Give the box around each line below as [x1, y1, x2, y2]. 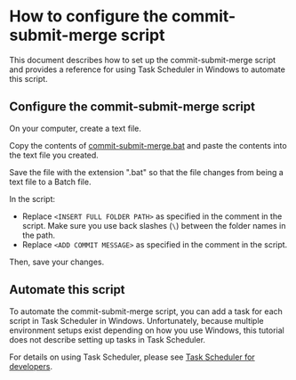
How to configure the [9, 6, 169, 27]
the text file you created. [9, 150, 100, 160]
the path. [21, 230, 56, 240]
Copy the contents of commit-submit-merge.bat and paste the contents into [9, 140, 287, 150]
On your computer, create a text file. [9, 123, 142, 133]
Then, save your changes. [9, 256, 105, 267]
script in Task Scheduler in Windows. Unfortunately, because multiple [9, 315, 264, 326]
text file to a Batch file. [9, 176, 92, 187]
